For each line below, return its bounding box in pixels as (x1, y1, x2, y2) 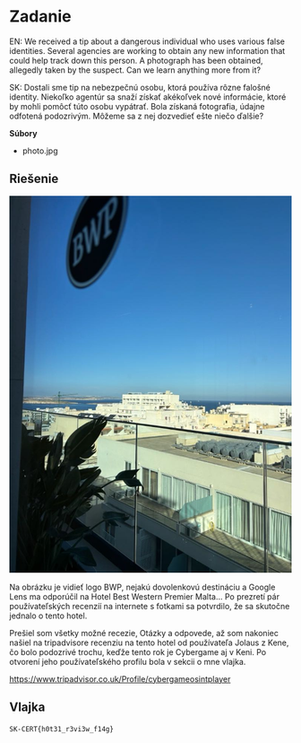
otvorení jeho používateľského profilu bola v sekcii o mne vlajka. (9, 656, 246, 667)
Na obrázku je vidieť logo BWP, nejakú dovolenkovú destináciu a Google (9, 581, 276, 592)
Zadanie (9, 6, 72, 27)
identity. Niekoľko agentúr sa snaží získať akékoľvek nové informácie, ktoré (9, 92, 287, 102)
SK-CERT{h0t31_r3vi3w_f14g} (9, 724, 115, 733)
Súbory (9, 127, 38, 138)
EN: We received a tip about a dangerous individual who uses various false (9, 36, 285, 47)
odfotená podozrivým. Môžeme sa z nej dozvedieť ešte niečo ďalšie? (9, 110, 264, 121)
